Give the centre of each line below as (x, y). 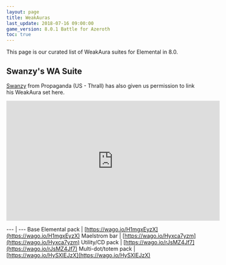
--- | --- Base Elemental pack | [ (47, 229)
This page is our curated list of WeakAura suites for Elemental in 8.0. (92, 52)
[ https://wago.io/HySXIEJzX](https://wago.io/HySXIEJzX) (79, 255)
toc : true (19, 35)
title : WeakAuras (28, 18)
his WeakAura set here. (36, 92)
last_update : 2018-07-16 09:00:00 (50, 23)
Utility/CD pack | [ (104, 242)
